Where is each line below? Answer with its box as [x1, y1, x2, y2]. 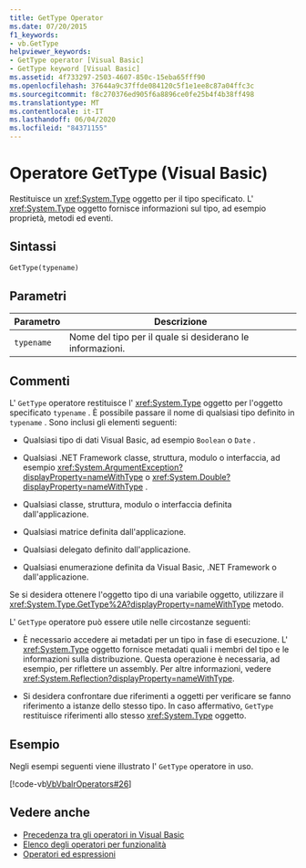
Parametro [14, 316, 61, 329]
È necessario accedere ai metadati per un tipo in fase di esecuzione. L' [22, 634, 289, 645]
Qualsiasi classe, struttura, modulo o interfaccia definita [22, 499, 232, 510]
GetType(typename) [9, 263, 79, 272]
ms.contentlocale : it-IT [9, 107, 104, 116]
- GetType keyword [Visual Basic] [9, 65, 141, 74]
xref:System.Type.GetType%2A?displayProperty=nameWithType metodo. [9, 599, 284, 610]
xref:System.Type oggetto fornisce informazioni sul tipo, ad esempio [9, 203, 267, 214]
